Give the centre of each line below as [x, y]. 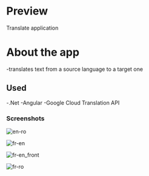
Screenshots [25, 118]
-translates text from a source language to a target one [75, 69]
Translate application [32, 28]
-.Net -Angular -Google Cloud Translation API [63, 103]
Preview [27, 11]
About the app [43, 52]
